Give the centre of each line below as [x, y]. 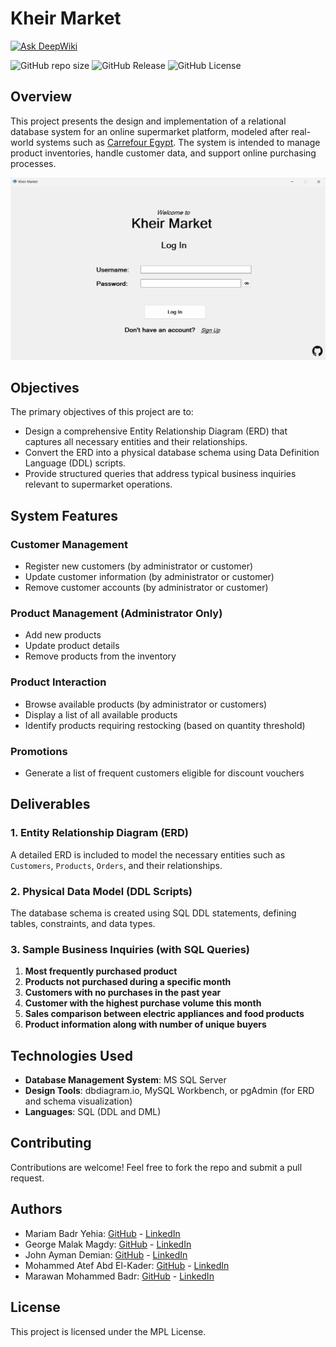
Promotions [39, 751]
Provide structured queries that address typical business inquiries [160, 474]
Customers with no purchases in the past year [123, 993]
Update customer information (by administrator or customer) [149, 577]
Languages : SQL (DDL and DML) [93, 1112]
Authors [36, 1209]
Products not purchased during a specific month [128, 982]
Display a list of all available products [101, 714]
